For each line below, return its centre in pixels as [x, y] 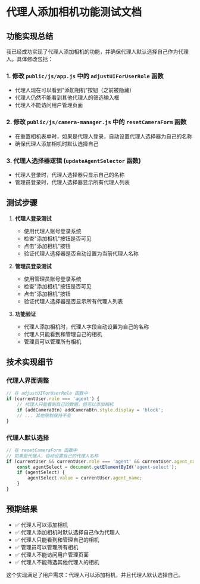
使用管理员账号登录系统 [52, 279]
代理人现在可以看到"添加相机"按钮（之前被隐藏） [75, 90]
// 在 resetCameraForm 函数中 [42, 450]
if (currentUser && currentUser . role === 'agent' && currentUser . [90, 461]
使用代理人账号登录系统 [52, 231]
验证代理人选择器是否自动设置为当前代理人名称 [81, 253]
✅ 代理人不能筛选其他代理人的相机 [57, 562]
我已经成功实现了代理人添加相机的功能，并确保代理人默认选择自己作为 [92, 52]
